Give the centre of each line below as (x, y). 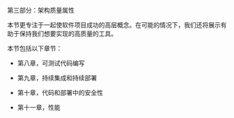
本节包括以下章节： (35, 48)
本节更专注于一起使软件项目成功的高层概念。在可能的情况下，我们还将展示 (114, 25)
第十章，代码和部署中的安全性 (60, 93)
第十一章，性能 (39, 107)
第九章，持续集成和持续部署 (57, 78)
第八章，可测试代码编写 (51, 63)
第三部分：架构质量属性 (41, 10)
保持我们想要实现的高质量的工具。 (68, 34)
